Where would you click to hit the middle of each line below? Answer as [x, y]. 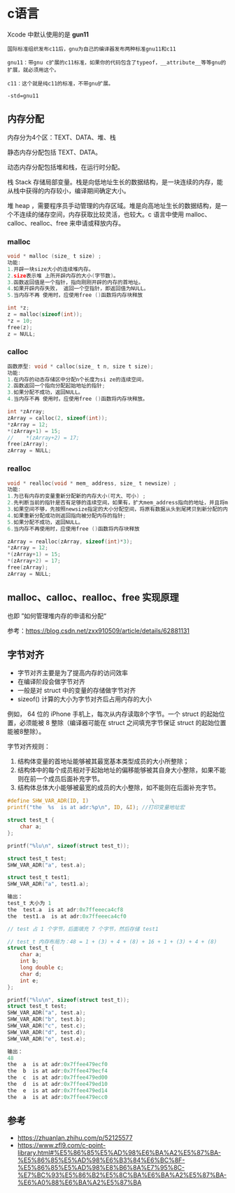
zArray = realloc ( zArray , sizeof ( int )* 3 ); [70, 542]
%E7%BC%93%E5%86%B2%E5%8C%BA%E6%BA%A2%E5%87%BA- [122, 1175]
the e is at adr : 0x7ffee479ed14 [58, 1090]
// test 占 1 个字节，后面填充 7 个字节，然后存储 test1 [83, 929]
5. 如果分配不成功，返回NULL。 [45, 522]
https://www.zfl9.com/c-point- [62, 1145]
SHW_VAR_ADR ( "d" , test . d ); [47, 1032]
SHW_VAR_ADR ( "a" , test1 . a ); [48, 884]
